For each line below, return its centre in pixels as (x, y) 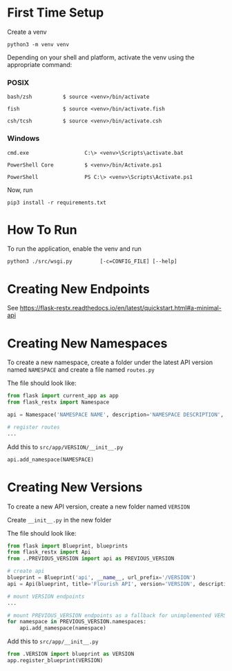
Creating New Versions (75, 487)
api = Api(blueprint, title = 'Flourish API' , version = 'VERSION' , (101, 584)
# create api (26, 571)
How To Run (42, 230)
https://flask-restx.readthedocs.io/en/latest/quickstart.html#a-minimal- (121, 308)
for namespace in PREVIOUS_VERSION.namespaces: (77, 622)
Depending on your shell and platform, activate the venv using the (101, 57)
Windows (23, 138)
